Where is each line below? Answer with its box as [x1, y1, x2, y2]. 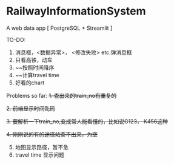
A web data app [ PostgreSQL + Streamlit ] [6, 24, 113, 32]
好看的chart [15, 79, 45, 86]
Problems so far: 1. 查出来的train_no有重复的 [6, 92, 117, 99]
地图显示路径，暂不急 [15, 143, 69, 151]
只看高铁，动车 [15, 56, 53, 63]
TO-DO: [6, 36, 26, 43]
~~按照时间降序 [15, 64, 55, 71]
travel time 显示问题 [15, 151, 65, 159]
